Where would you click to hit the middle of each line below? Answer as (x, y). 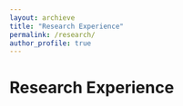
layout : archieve (42, 18)
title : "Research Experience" (67, 26)
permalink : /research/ (52, 34)
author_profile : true (51, 43)
